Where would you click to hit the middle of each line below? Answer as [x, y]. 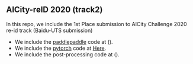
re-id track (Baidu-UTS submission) [49, 30]
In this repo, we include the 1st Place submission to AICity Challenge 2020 [96, 24]
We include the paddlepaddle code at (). [64, 41]
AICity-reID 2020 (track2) [54, 10]
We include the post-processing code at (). [67, 54]
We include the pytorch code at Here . [60, 48]
